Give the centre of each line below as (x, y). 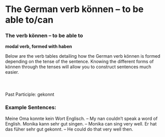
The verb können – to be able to (44, 36)
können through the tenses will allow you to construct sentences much (78, 67)
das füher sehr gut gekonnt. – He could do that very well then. (69, 129)
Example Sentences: (31, 107)
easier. (12, 72)
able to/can (29, 20)
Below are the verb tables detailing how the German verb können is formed (83, 56)
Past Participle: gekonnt (30, 94)
